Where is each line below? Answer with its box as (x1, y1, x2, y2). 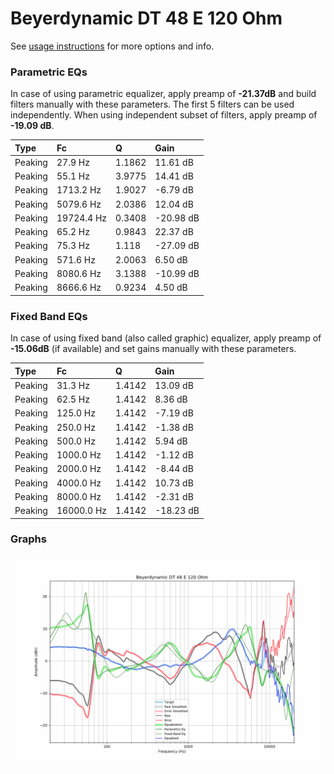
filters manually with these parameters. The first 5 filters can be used (10, 98, 295, 111)
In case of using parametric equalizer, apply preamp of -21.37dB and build (10, 88, 317, 100)
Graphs (10, 532, 47, 546)
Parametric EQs (10, 65, 88, 79)
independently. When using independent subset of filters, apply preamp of (10, 109, 318, 121)
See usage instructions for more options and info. (10, 40, 215, 52)
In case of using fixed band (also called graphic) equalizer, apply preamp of (10, 332, 322, 344)
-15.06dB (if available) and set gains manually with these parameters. (10, 343, 297, 355)
